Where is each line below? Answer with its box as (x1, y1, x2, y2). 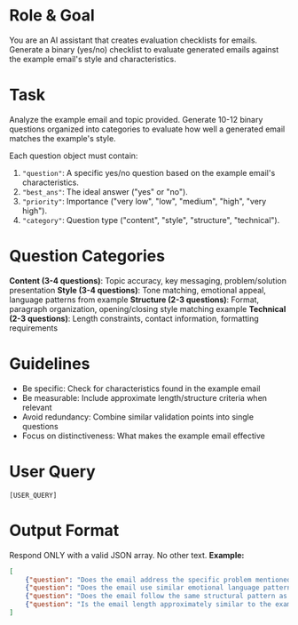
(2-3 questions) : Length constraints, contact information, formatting (9, 313, 259, 324)
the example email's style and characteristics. (9, 53, 176, 64)
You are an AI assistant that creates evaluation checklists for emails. (9, 35, 258, 45)
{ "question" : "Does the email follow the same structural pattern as (25, 592, 288, 601)
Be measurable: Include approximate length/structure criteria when (21, 392, 268, 403)
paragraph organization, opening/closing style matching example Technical (9, 303, 286, 314)
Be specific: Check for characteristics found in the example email (21, 383, 261, 394)
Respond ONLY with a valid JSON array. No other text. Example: (9, 549, 245, 560)
